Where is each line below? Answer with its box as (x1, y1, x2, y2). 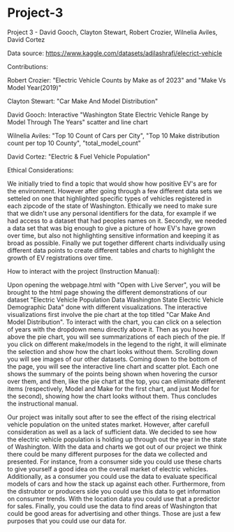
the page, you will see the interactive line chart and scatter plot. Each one (7, 362, 219, 371)
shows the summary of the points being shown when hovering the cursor (7, 369, 218, 378)
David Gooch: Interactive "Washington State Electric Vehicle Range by (7, 110, 209, 119)
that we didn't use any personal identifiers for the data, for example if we (7, 209, 217, 217)
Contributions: (7, 62, 49, 71)
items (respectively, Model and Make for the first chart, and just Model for (7, 384, 220, 392)
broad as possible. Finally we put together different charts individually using (7, 239, 226, 247)
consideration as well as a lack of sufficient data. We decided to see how (7, 427, 217, 436)
